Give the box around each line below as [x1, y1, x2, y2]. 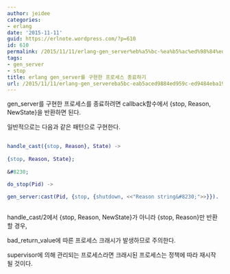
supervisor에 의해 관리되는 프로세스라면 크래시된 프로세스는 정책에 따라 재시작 [7, 251, 217, 259]
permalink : [7, 49, 38, 55]
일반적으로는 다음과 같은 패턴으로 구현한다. [7, 123, 121, 131]
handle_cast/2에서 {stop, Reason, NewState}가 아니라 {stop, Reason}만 [7, 213, 205, 221]
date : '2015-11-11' [7, 29, 63, 36]
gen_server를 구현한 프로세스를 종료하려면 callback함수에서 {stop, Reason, [7, 100, 211, 108]
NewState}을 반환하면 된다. [7, 108, 81, 116]
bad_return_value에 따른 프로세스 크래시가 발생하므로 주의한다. [7, 236, 176, 244]
